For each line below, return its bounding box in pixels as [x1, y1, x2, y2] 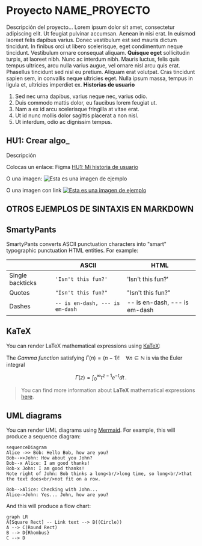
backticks [9, 278, 37, 287]
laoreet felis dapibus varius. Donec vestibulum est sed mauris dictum [6, 36, 177, 43]
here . [20, 393, 34, 400]
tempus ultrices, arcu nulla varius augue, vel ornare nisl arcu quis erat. [6, 61, 180, 69]
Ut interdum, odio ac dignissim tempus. [14, 118, 112, 125]
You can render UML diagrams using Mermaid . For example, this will [6, 426, 176, 434]
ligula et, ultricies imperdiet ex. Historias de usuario [6, 81, 135, 88]
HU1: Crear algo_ [6, 136, 70, 146]
